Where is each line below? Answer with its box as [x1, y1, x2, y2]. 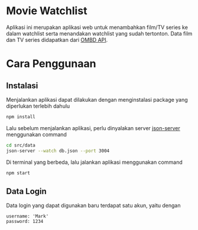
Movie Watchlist [6, 4, 87, 18]
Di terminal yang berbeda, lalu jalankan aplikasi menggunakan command [6, 158, 183, 166]
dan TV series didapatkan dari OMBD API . [6, 36, 108, 43]
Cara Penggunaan [6, 57, 96, 70]
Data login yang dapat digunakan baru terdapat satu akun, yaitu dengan [6, 202, 181, 209]
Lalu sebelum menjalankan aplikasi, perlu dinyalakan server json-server [6, 124, 180, 131]
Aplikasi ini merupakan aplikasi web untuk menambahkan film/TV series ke [6, 24, 188, 31]
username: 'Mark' [6, 213, 49, 219]
